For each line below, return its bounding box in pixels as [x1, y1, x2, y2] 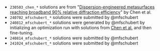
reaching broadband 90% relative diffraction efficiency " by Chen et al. [9, 9, 152, 15]
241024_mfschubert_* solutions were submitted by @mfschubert [9, 40, 138, 46]
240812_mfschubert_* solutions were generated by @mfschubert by [9, 19, 145, 25]
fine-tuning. [9, 30, 34, 35]
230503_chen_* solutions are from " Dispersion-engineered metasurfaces [9, 4, 155, 10]
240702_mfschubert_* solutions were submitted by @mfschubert [9, 15, 138, 20]
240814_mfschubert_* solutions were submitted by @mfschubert [9, 35, 138, 41]
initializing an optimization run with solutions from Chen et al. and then [9, 25, 152, 31]
